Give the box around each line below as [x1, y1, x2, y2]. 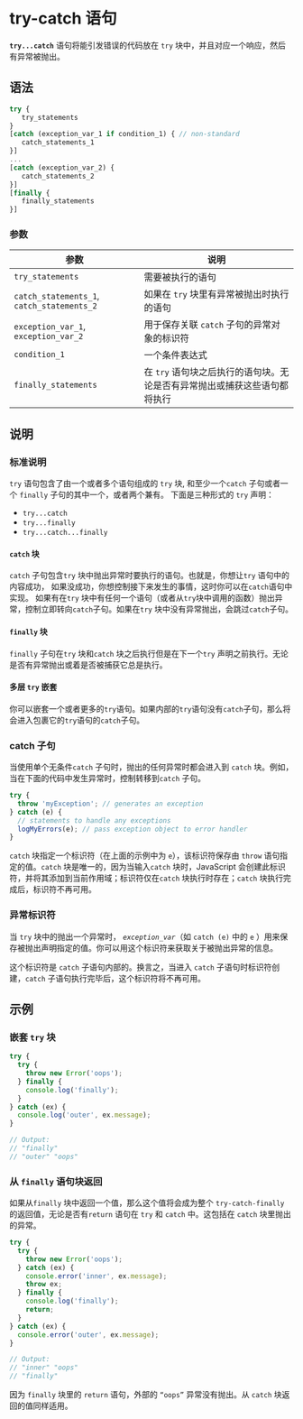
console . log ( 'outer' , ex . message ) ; [17, 1110, 151, 1120]
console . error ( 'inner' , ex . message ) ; [25, 1271, 168, 1281]
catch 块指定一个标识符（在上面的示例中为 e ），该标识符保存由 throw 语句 [9, 850, 280, 862]
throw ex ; [25, 1280, 63, 1289]
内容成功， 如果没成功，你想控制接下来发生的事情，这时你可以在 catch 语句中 [9, 581, 293, 592]
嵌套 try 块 [9, 1030, 56, 1043]
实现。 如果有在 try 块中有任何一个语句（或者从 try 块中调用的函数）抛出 [9, 593, 275, 604]
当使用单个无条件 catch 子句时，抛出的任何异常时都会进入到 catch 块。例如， [9, 761, 294, 772]
